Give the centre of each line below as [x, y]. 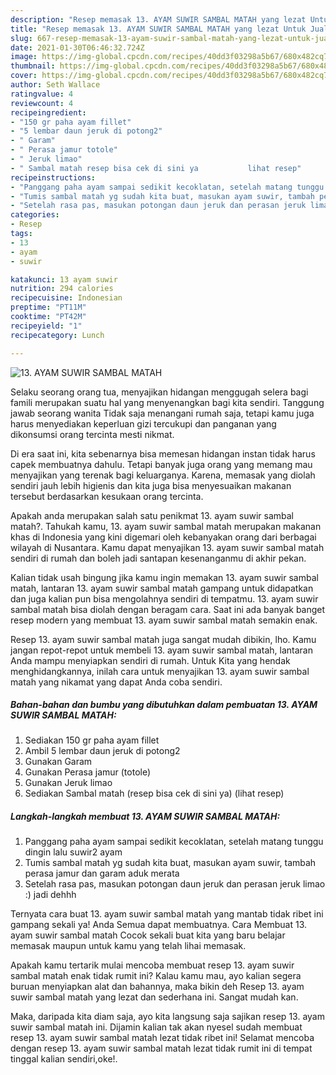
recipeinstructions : [53, 177]
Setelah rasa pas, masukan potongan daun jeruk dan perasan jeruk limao [175, 884]
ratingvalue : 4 [42, 94]
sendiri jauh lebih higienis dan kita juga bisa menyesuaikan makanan [151, 485]
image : [24, 57]
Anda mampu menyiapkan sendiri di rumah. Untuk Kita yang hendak [150, 660]
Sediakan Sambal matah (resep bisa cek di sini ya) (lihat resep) [154, 793]
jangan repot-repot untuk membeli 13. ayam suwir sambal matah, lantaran [161, 650]
